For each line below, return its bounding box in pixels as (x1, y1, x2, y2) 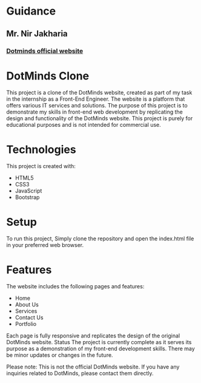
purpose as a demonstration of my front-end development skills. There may (6, 345, 195, 353)
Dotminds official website (6, 47, 84, 55)
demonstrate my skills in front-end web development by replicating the (6, 108, 183, 116)
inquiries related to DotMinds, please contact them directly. (6, 370, 154, 377)
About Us (15, 301, 39, 308)
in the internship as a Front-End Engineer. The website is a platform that (6, 95, 185, 103)
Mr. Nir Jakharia (6, 29, 68, 39)
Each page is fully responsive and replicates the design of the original (6, 332, 180, 339)
